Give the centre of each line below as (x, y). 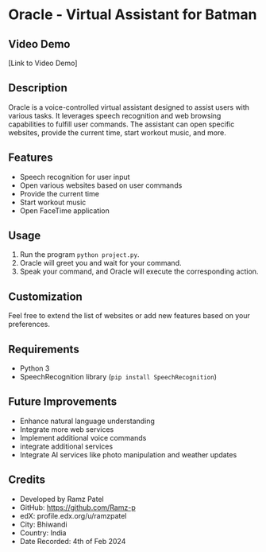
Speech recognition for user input (75, 177)
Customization (46, 296)
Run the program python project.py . (79, 255)
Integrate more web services (67, 429)
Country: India (43, 533)
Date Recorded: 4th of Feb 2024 (73, 541)
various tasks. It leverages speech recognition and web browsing (115, 115)
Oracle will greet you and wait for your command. (100, 263)
